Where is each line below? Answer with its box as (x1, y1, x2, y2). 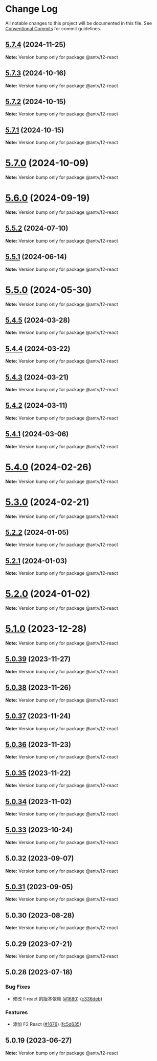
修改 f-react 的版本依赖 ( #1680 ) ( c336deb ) (12, 995, 103, 1002)
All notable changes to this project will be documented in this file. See (5, 20, 152, 26)
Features (5, 1009, 28, 1016)
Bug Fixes (5, 983, 31, 990)
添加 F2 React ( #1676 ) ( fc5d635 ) (12, 1021, 82, 1027)
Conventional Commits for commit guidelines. (5, 25, 101, 31)
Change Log (5, 3, 58, 15)
